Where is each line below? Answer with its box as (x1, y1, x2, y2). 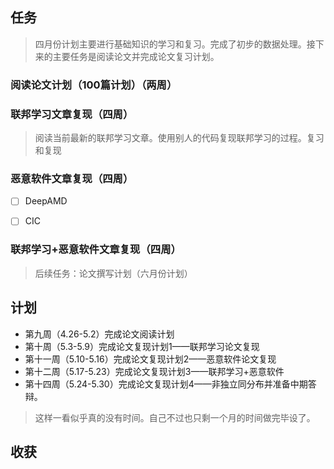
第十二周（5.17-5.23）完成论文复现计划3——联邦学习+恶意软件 (24, 365, 285, 377)
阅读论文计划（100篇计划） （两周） (10, 78, 178, 92)
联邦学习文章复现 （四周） (10, 107, 134, 121)
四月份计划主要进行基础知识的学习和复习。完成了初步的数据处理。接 (34, 38, 316, 50)
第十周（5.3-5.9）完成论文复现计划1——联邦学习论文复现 (24, 340, 260, 352)
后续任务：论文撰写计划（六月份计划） (34, 267, 193, 279)
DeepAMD (24, 195, 68, 207)
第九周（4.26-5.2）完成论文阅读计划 (24, 328, 175, 340)
